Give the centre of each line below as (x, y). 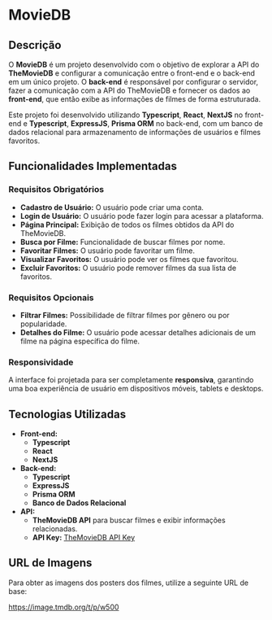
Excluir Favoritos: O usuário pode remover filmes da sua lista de (128, 268)
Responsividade (41, 362)
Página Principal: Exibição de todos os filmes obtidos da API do (127, 225)
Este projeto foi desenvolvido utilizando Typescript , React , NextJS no (126, 115)
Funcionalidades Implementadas (93, 166)
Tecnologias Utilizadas (67, 414)
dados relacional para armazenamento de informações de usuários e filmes (135, 132)
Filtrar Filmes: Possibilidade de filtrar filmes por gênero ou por (125, 315)
